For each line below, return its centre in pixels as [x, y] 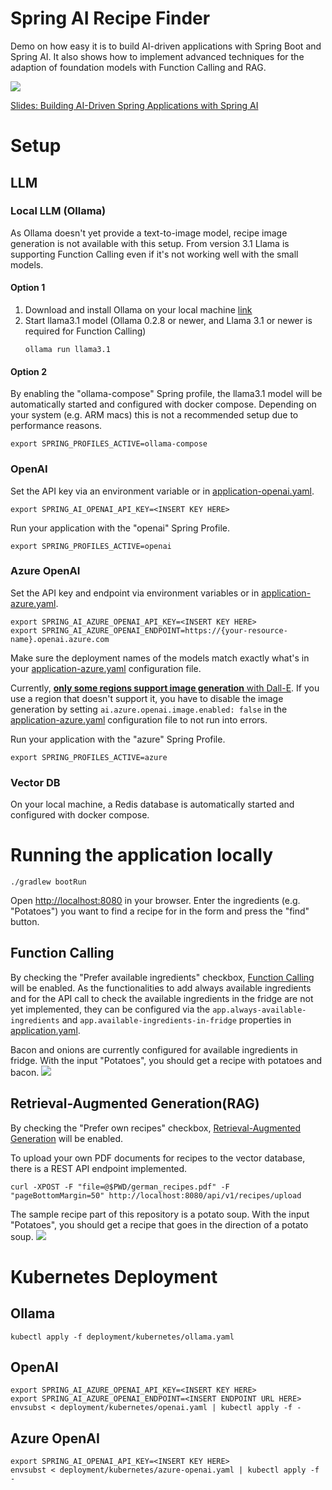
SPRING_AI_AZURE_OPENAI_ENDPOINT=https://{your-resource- [164, 630]
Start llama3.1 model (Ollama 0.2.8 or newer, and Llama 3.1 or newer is [168, 321]
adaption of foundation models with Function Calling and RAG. [138, 67]
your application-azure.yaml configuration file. [106, 668]
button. [25, 922]
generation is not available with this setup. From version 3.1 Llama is [150, 243]
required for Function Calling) [85, 331]
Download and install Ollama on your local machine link [138, 310]
